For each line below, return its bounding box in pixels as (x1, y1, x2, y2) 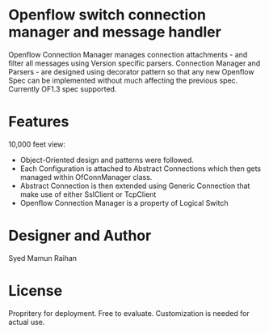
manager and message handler (8, 23, 222, 41)
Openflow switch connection (8, 6, 206, 24)
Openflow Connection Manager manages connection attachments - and (8, 49, 248, 59)
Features (8, 113, 69, 131)
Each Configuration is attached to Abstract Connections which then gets (19, 164, 262, 173)
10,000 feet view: (8, 139, 66, 149)
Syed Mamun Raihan (8, 253, 78, 263)
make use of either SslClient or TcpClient (19, 189, 157, 199)
